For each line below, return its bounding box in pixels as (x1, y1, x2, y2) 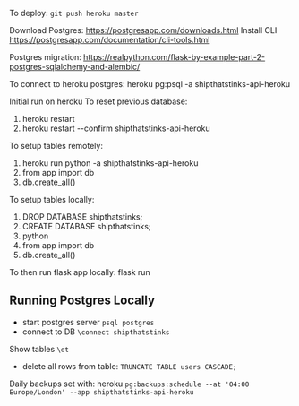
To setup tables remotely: (9, 141, 103, 151)
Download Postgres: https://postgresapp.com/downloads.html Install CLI (9, 25, 278, 35)
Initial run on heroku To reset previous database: (9, 96, 188, 107)
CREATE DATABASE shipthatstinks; (21, 221, 151, 231)
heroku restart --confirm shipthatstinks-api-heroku (21, 123, 210, 134)
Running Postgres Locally (9, 293, 155, 308)
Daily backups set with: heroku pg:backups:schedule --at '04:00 (9, 378, 250, 389)
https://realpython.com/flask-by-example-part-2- (83, 52, 266, 62)
